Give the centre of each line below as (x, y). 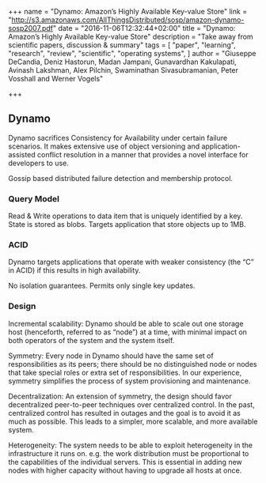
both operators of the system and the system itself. (91, 340)
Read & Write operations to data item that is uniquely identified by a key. (125, 216)
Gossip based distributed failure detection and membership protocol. (121, 178)
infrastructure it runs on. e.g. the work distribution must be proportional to (129, 453)
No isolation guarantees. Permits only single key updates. (102, 286)
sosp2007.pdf (31, 28)
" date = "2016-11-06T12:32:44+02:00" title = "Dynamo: (144, 28)
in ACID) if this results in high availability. (74, 270)
